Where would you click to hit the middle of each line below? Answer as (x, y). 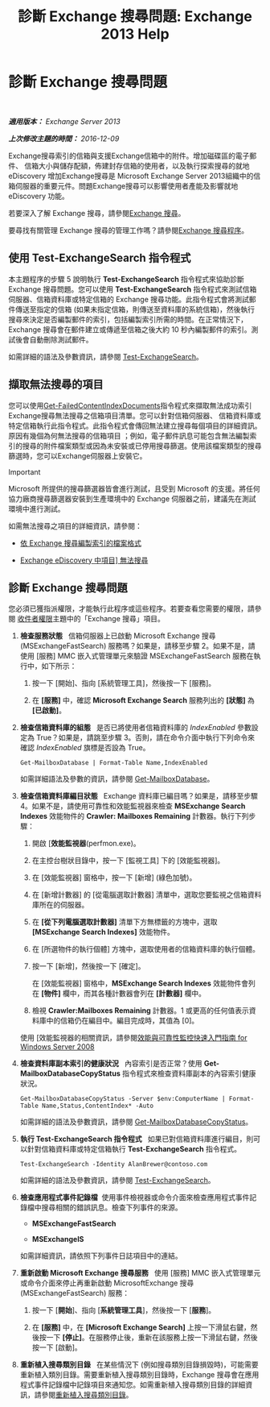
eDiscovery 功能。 (39, 196)
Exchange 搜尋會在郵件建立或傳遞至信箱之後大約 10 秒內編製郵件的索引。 (130, 329)
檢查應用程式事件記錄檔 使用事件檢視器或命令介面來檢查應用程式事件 (135, 1197)
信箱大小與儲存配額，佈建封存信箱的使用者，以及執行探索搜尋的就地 (137, 165)
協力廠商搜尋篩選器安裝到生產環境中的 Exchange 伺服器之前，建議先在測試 (132, 498)
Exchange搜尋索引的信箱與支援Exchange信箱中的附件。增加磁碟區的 (122, 156)
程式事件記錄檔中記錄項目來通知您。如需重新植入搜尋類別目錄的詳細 (133, 1385)
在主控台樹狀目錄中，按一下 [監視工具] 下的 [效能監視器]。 (128, 861)
